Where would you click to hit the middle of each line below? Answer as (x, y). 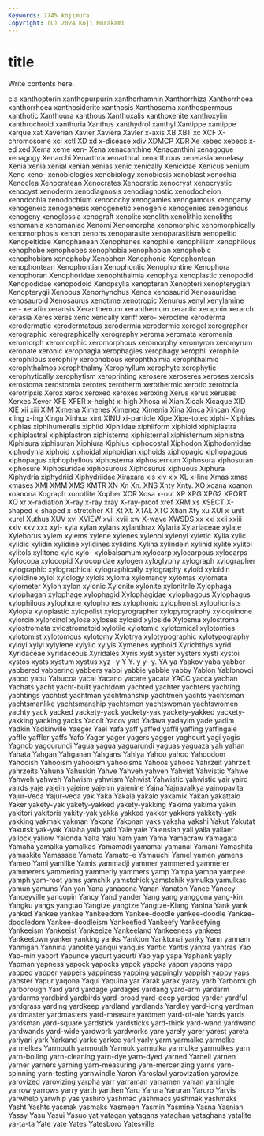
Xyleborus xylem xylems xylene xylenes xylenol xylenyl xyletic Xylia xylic (127, 536)
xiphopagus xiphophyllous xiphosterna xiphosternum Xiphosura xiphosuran (131, 460)
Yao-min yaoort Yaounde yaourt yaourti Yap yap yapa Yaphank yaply (120, 956)
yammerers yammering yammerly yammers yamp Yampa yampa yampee (127, 872)
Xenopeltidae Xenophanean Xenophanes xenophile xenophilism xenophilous (132, 242)
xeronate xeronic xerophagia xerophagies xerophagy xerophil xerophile (123, 351)
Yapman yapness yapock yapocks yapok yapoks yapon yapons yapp (120, 964)
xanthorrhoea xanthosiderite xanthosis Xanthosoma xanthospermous (120, 108)
